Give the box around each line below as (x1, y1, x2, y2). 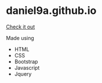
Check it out (6, 23, 35, 30)
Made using (6, 34, 35, 41)
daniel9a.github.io (6, 4, 97, 17)
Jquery (14, 70, 32, 77)
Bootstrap (14, 58, 38, 65)
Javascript (14, 64, 40, 71)
